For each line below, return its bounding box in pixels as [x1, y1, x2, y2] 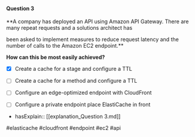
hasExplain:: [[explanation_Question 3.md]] [14, 113, 121, 120]
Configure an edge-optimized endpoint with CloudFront [14, 89, 152, 96]
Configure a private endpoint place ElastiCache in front [14, 101, 151, 108]
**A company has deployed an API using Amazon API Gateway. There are [6, 18, 189, 25]
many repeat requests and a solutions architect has [6, 24, 133, 32]
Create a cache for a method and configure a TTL [14, 77, 138, 85]
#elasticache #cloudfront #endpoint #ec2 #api [6, 124, 121, 132]
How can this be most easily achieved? [6, 54, 105, 61]
